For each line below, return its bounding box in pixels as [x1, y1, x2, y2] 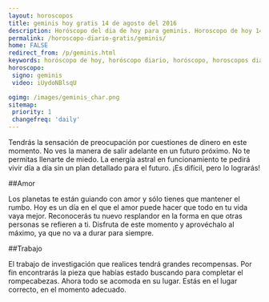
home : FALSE [8, 42, 48, 50]
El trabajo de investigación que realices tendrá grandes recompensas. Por [8, 260, 252, 268]
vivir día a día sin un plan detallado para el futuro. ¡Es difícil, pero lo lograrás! [8, 163, 261, 172]
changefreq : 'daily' [11, 115, 81, 124]
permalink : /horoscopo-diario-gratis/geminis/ [8, 34, 167, 42]
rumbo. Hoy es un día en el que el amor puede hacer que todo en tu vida [8, 203, 248, 212]
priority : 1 [11, 108, 52, 116]
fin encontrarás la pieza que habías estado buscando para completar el [8, 268, 243, 277]
